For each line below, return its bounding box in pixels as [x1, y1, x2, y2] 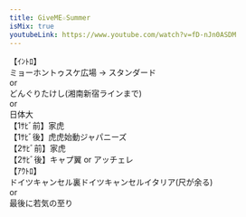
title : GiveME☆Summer [9, 13, 91, 23]
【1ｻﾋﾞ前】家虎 [9, 120, 65, 131]
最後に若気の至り [9, 198, 73, 209]
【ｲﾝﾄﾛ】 [9, 56, 42, 67]
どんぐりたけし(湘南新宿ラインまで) [9, 88, 143, 99]
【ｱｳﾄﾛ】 [9, 165, 42, 176]
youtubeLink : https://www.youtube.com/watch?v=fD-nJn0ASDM [9, 30, 237, 39]
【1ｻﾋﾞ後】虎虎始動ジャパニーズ [9, 132, 128, 143]
